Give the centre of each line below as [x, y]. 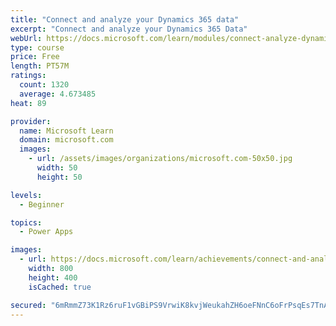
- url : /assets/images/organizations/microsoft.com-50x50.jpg [160, 159]
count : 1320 [44, 85]
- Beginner [42, 204]
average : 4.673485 [58, 94]
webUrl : [26, 38]
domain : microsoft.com [66, 140]
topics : [26, 222]
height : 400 [53, 277]
